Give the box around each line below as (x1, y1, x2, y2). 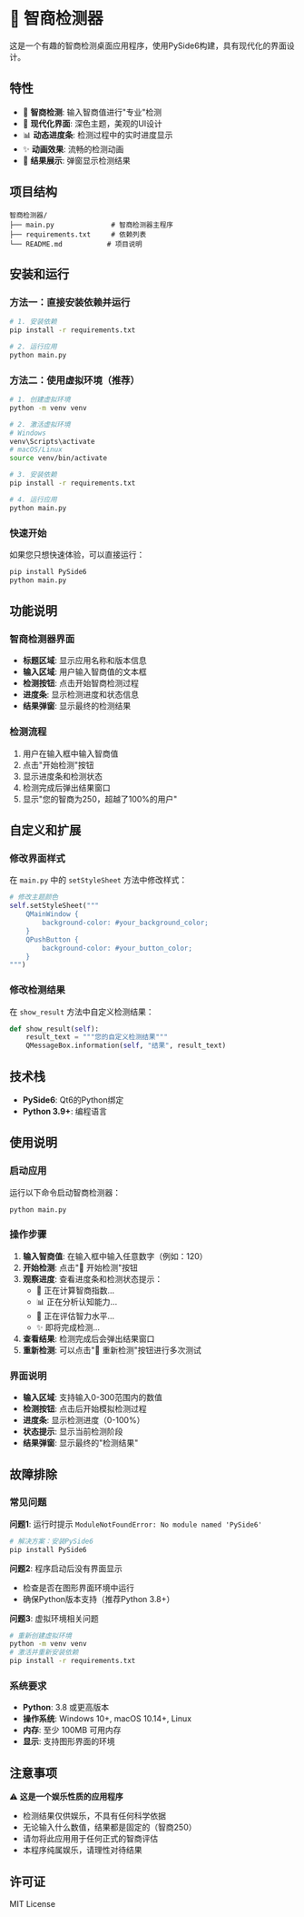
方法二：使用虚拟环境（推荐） (9, 374, 141, 387)
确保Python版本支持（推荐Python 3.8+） (22, 1593, 175, 1604)
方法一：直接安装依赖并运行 (9, 296, 131, 308)
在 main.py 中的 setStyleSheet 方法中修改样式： (9, 874, 188, 885)
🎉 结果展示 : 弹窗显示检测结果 (22, 155, 131, 166)
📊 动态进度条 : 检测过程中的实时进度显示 (22, 129, 173, 140)
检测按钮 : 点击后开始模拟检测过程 (22, 1403, 147, 1415)
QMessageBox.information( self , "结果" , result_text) (25, 1041, 227, 1051)
